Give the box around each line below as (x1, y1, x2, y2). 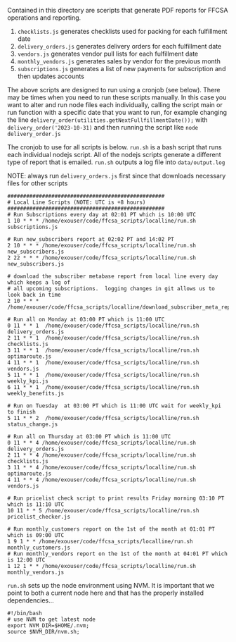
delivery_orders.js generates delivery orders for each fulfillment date (17, 42, 222, 50)
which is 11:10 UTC (7, 501, 65, 508)
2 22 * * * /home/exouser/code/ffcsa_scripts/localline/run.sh (7, 254, 197, 261)
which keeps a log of (7, 279, 71, 286)
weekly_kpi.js (7, 378, 49, 385)
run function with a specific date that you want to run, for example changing (7, 109, 227, 116)
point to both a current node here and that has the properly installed (7, 588, 204, 597)
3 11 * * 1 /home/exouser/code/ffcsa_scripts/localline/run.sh (7, 347, 199, 354)
